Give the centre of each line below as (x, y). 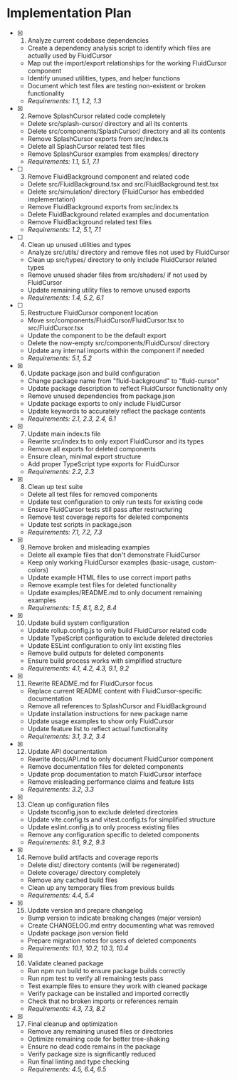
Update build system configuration (78, 623)
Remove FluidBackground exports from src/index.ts (103, 206)
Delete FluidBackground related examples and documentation (118, 214)
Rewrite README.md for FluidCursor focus (90, 683)
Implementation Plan (69, 13)
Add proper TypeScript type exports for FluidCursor (104, 463)
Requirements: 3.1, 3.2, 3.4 (67, 736)
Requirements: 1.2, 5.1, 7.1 (64, 229)
